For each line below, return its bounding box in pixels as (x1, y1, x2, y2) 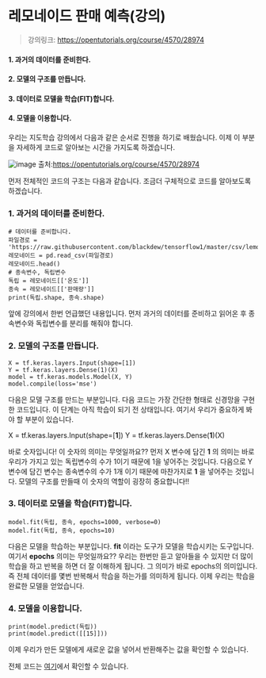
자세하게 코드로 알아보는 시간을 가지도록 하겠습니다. (16, 142, 176, 151)
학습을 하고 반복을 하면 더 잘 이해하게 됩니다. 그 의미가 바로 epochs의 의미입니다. (8, 561, 258, 571)
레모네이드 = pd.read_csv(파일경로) (8, 251, 114, 260)
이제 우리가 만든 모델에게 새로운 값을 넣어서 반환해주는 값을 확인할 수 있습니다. (8, 645, 249, 654)
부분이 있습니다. (25, 414, 74, 424)
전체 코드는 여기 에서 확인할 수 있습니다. (8, 661, 129, 671)
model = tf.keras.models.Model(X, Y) (8, 373, 133, 381)
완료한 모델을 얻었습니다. (8, 580, 85, 591)
